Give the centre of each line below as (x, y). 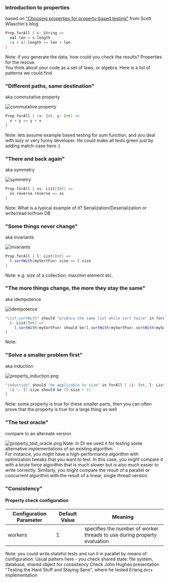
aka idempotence (23, 299)
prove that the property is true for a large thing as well (61, 410)
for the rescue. (21, 62)
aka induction (19, 366)
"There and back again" (35, 159)
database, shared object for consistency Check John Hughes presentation (82, 564)
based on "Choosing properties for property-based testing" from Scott (78, 19)
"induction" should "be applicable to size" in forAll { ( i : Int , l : (80, 385)
